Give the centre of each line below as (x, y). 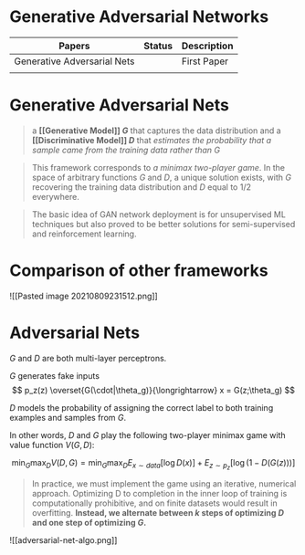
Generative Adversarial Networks (139, 17)
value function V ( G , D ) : (52, 445)
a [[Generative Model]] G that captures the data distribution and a (156, 131)
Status (158, 46)
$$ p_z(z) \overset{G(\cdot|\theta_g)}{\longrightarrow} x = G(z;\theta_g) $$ (153, 390)
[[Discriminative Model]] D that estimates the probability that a (152, 140)
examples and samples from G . (68, 417)
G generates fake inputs (55, 375)
